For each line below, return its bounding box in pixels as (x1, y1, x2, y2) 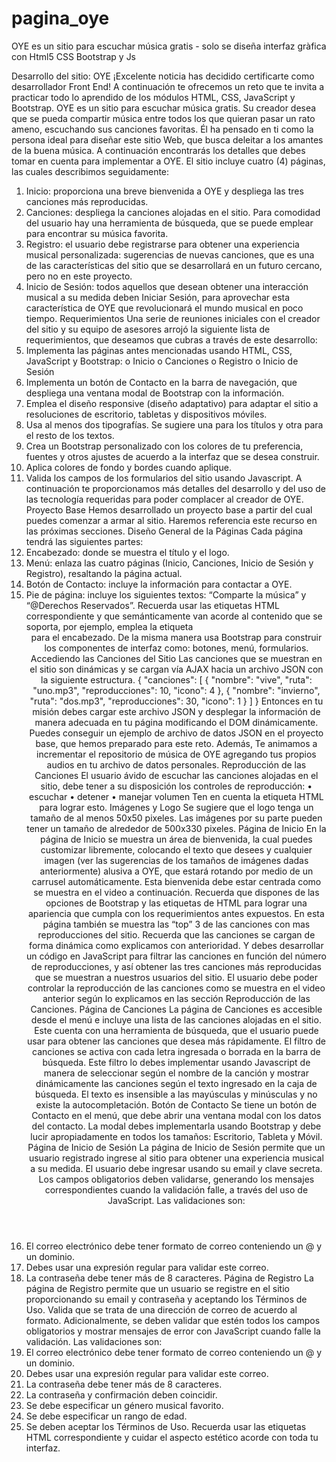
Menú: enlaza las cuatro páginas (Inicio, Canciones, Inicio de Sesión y (25, 557, 314, 569)
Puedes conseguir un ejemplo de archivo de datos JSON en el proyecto (29, 727, 324, 739)
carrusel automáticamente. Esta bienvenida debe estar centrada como (31, 875, 322, 887)
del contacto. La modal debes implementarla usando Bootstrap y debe (31, 1120, 322, 1132)
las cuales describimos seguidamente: (11, 165, 170, 177)
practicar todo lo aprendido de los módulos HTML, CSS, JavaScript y (11, 91, 296, 103)
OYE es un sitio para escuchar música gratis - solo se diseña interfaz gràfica (11, 40, 327, 52)
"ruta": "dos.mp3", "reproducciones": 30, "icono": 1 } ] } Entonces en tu (29, 695, 324, 707)
